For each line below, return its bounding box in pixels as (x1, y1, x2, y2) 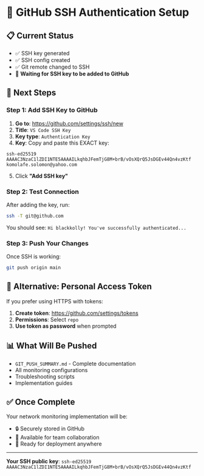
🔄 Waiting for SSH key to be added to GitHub (15, 70, 129, 77)
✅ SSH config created (15, 57, 71, 63)
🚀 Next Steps (6, 88, 56, 98)
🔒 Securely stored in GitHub (15, 425, 85, 432)
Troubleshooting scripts (15, 373, 75, 380)
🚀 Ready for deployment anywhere (15, 440, 102, 447)
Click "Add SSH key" (15, 172, 69, 179)
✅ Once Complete (6, 397, 75, 407)
